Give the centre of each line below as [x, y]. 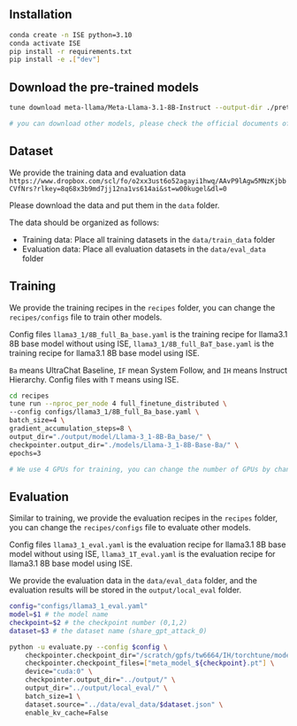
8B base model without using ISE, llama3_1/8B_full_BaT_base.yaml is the [141, 344]
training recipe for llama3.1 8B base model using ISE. [105, 352]
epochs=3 [25, 453]
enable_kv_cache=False [67, 713]
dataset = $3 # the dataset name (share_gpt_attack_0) [108, 631]
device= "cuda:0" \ [59, 672]
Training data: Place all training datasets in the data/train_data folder [148, 239]
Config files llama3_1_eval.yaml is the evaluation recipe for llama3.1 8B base [148, 544]
